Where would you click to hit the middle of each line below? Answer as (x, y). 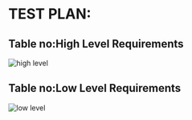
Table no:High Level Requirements (96, 44)
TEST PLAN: (50, 14)
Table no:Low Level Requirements (95, 88)
